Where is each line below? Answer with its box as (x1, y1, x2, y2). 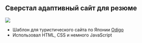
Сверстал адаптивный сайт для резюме (5, 4, 137, 12)
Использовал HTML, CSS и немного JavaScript (12, 32, 112, 38)
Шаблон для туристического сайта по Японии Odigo (12, 26, 124, 32)
